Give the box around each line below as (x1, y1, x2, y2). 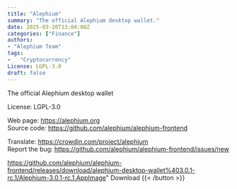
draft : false (7, 69, 46, 76)
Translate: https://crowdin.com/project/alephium (7, 137, 149, 145)
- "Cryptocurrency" (7, 56, 71, 63)
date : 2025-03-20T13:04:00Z (7, 23, 91, 30)
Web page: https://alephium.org (7, 116, 100, 124)
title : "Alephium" (7, 10, 62, 18)
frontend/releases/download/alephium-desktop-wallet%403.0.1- (7, 166, 196, 174)
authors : (7, 37, 33, 44)
